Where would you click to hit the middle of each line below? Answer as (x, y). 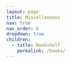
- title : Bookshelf (36, 46)
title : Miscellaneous (33, 17)
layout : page (23, 12)
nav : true (19, 23)
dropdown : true (25, 34)
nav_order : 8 (23, 28)
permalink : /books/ (42, 51)
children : (19, 40)
